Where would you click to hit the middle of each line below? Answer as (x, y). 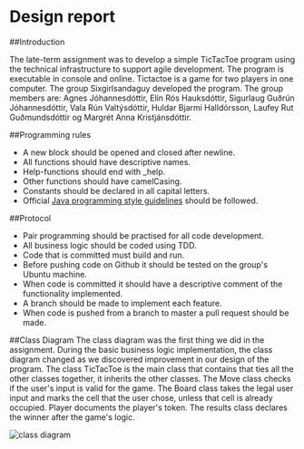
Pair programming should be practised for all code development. (143, 235)
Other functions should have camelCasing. (102, 181)
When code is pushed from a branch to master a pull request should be (156, 312)
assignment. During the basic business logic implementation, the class (141, 349)
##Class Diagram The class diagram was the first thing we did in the (137, 340)
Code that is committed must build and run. (103, 255)
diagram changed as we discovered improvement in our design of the (139, 359)
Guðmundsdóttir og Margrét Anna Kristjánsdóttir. (101, 117)
